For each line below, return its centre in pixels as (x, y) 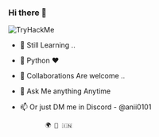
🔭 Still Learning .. (47, 45)
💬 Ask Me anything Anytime (65, 91)
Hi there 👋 (28, 13)
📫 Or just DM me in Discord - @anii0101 (85, 107)
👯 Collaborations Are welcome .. (72, 76)
